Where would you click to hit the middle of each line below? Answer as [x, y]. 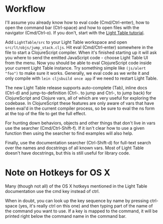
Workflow [25, 9]
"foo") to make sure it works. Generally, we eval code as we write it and [77, 73]
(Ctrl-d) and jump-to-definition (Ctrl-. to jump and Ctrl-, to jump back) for [78, 93]
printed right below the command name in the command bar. [66, 216]
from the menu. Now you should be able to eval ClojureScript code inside [78, 63]
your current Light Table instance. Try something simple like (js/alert [75, 68]
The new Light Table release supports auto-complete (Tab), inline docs [76, 87]
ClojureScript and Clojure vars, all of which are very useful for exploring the [81, 98]
